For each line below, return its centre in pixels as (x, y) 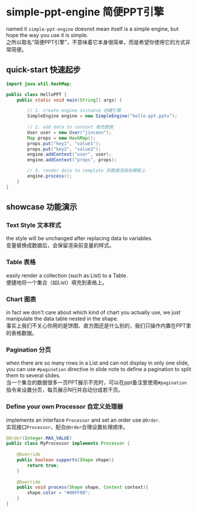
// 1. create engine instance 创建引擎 (74, 111)
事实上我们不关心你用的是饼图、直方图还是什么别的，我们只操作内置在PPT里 (98, 326)
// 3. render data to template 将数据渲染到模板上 (86, 171)
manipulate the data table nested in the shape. (62, 319)
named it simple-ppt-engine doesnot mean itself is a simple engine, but (92, 29)
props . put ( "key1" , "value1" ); (64, 143)
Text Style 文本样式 (34, 225)
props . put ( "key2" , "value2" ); (64, 149)
